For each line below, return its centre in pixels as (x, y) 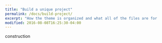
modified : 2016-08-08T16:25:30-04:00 (43, 23)
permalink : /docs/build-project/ (39, 14)
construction (18, 36)
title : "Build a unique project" (39, 9)
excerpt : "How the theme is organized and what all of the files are (77, 18)
